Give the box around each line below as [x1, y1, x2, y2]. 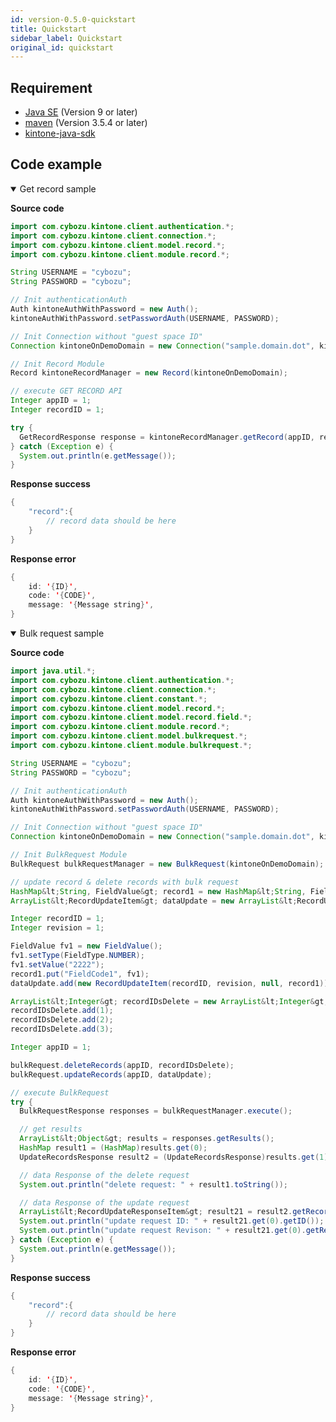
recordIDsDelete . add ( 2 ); [10, 1015, 114, 1025]
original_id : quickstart [10, 42, 114, 53]
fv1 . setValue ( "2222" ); [10, 959, 105, 970]
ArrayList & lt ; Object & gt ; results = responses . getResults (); [19, 1134, 275, 1144]
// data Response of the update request [19, 1197, 190, 1208]
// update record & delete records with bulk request [10, 877, 240, 887]
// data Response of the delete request [19, 1170, 190, 1180]
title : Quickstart [10, 24, 87, 34]
